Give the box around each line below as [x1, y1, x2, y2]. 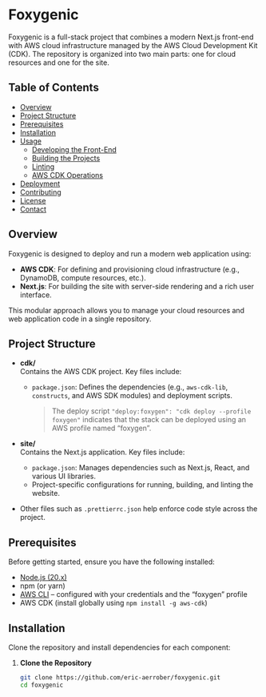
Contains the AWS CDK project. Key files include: [19, 367, 182, 377]
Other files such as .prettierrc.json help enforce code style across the [19, 504, 258, 514]
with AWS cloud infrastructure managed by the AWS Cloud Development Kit [8, 40, 258, 50]
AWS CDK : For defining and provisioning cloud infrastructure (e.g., [19, 264, 240, 274]
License [19, 195, 46, 205]
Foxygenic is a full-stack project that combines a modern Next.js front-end [8, 32, 254, 42]
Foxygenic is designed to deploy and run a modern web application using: [8, 248, 252, 258]
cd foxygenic [19, 681, 64, 689]
